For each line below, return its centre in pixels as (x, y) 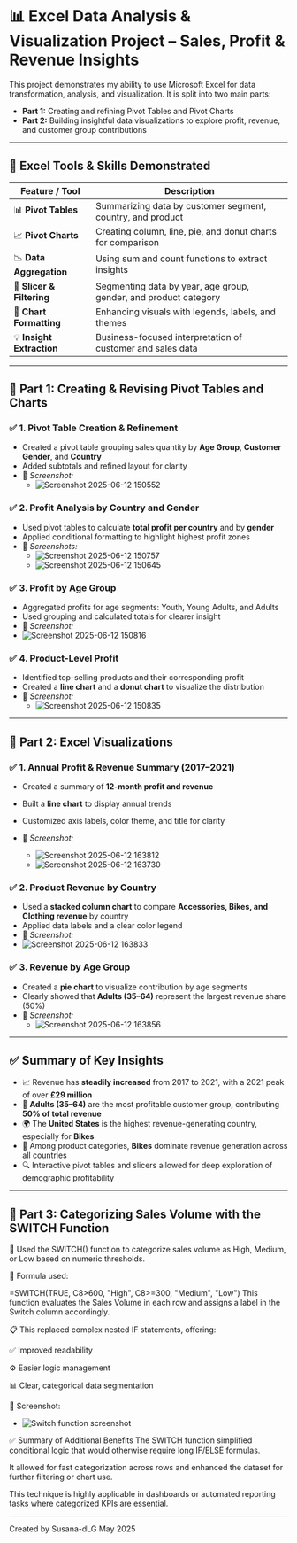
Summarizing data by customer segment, (181, 205)
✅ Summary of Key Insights (86, 1060)
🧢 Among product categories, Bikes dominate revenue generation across (155, 1146)
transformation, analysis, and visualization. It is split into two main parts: (140, 94)
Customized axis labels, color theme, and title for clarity (123, 821)
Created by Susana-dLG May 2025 (72, 1529)
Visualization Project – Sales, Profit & (147, 41)
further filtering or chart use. (61, 1477)
